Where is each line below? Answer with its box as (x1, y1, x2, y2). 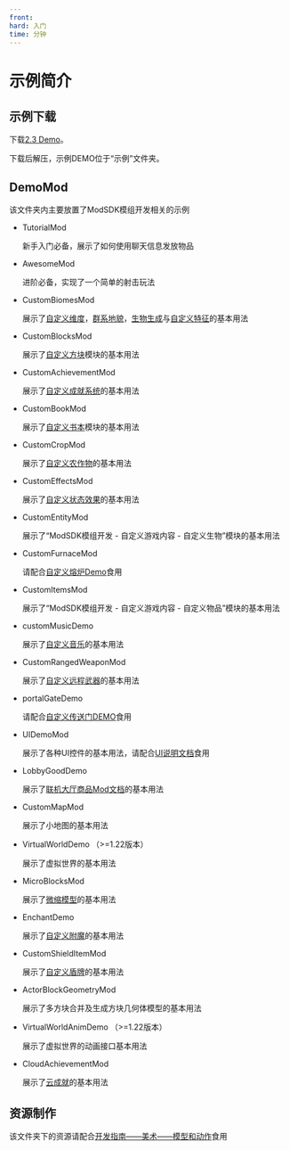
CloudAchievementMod (21, 1058, 109, 1070)
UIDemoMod (21, 729, 69, 740)
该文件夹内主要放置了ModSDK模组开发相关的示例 (9, 204, 190, 215)
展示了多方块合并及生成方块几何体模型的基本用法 (21, 1003, 202, 1014)
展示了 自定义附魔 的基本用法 (21, 931, 124, 941)
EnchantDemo (21, 912, 75, 923)
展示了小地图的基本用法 (21, 820, 108, 831)
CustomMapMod (21, 801, 84, 812)
